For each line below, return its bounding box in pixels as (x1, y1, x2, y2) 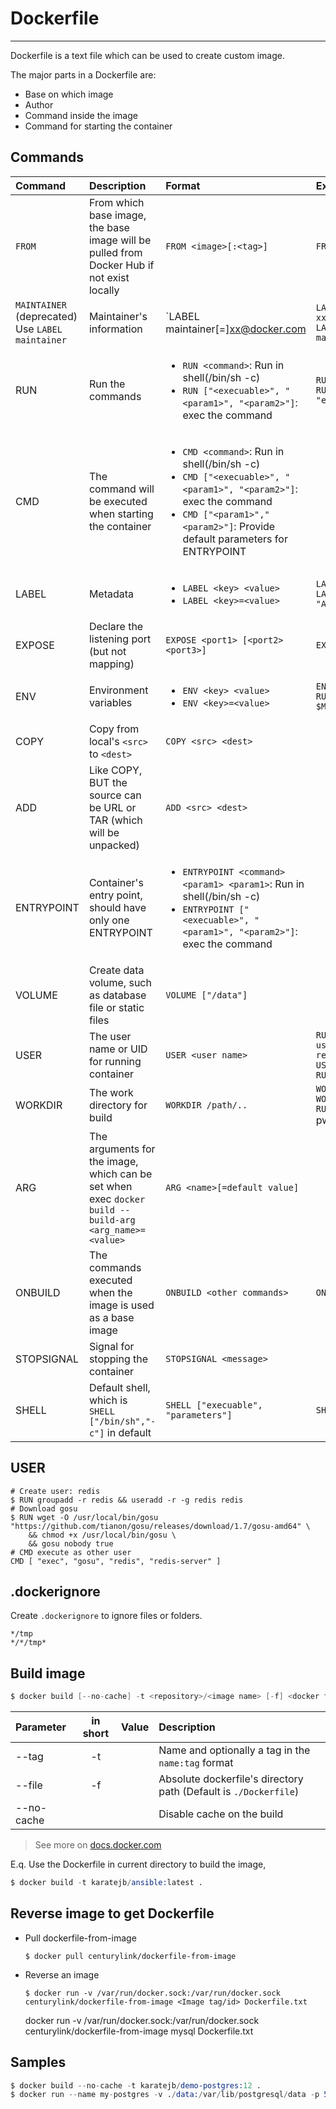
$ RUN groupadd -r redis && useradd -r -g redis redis (10, 1495, 244, 1505)
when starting (88, 507, 154, 521)
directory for (88, 1098, 148, 1112)
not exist (88, 270, 130, 284)
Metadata (88, 587, 135, 601)
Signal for (88, 1339, 135, 1353)
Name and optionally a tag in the (158, 1743, 311, 1757)
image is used (88, 1298, 155, 1312)
